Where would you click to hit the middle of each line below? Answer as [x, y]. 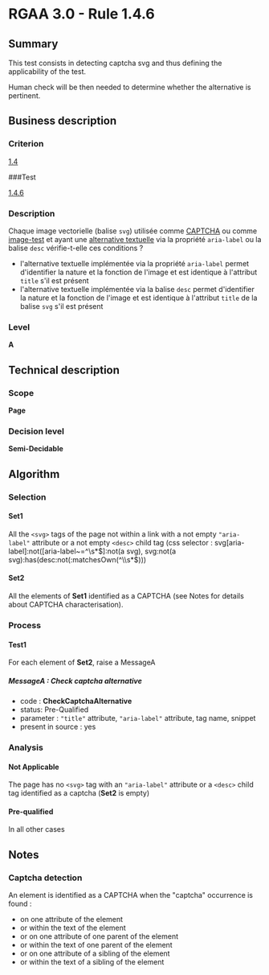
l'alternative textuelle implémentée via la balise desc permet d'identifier [137, 289]
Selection [27, 497]
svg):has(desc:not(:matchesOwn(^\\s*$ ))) [77, 559]
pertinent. [24, 96]
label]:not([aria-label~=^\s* [53, 551]
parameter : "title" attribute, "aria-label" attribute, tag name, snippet [138, 718]
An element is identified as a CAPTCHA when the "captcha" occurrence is [131, 895]
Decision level [36, 431]
